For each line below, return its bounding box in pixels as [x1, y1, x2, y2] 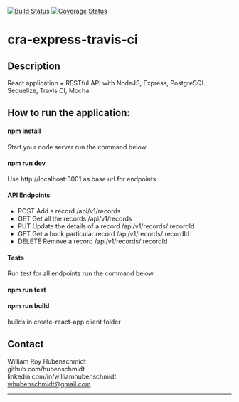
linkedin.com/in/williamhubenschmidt [7, 372, 117, 381]
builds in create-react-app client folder [7, 317, 121, 326]
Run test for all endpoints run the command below [7, 269, 154, 277]
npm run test [7, 285, 46, 294]
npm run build [7, 302, 50, 310]
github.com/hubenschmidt [7, 364, 85, 373]
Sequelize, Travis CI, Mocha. [7, 86, 91, 95]
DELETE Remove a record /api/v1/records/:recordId [17, 237, 168, 245]
